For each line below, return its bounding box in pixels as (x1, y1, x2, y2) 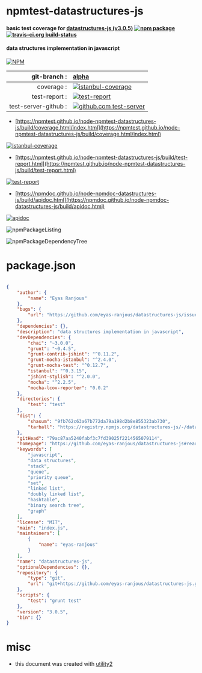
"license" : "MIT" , (17, 519, 63, 525)
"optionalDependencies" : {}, (17, 564, 90, 570)
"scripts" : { (17, 592, 50, 598)
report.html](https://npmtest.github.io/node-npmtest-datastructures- (14, 160, 186, 167)
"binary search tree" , (28, 502, 85, 509)
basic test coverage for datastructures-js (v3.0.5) (6, 24, 133, 31)
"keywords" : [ (17, 446, 52, 452)
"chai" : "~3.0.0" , (28, 340, 74, 346)
